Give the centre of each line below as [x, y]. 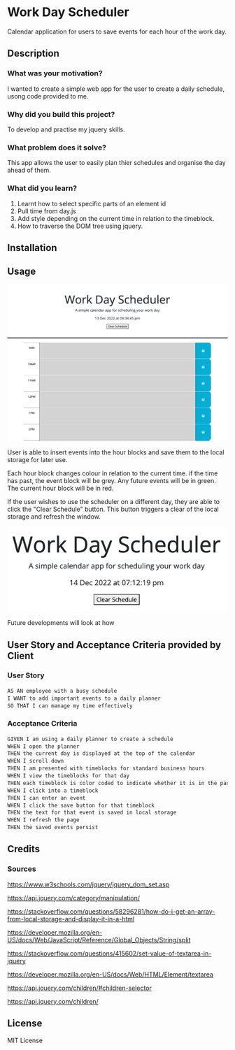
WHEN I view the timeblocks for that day [69, 776]
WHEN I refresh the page [43, 820]
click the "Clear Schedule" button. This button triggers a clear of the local [113, 509]
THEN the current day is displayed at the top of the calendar [101, 754]
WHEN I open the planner [43, 746]
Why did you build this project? [61, 114]
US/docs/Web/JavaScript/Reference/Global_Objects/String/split [99, 940]
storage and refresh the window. [54, 516]
